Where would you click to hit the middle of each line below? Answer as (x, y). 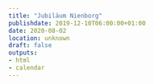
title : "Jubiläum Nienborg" (56, 16)
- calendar (27, 68)
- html (19, 61)
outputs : (23, 53)
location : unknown (39, 38)
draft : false (30, 46)
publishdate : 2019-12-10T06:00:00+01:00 (77, 23)
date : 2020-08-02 (37, 30)
